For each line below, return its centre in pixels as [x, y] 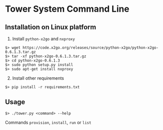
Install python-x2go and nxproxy [43, 39]
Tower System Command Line [67, 9]
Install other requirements [38, 78]
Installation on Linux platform [51, 27]
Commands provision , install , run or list [48, 122]
